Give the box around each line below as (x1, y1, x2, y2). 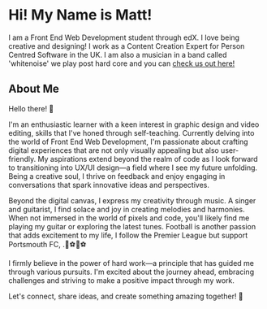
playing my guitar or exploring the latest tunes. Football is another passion (8, 221, 256, 231)
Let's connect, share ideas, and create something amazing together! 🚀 (8, 291, 243, 301)
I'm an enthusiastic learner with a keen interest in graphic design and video (8, 120, 260, 129)
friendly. (8, 154, 37, 163)
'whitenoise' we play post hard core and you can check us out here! (8, 59, 235, 68)
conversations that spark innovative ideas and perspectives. (8, 180, 209, 189)
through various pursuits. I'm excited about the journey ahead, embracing (8, 267, 254, 276)
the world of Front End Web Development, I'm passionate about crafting (8, 137, 249, 146)
